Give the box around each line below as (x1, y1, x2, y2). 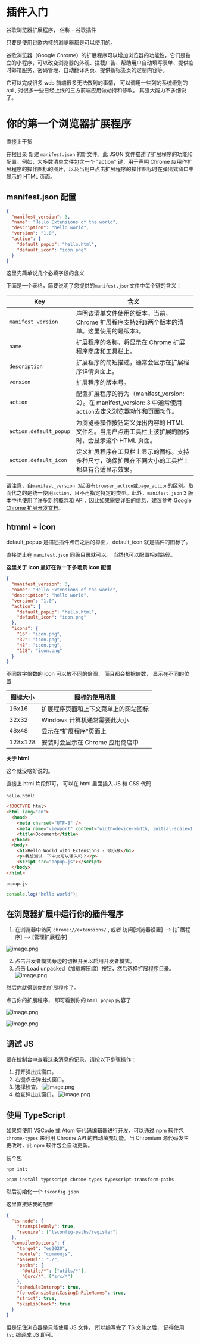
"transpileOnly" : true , (17, 1223, 76, 1230)
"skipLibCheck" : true (17, 1301, 70, 1307)
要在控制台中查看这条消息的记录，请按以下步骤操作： (6, 1056, 137, 1063)
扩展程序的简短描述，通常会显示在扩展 (76, 358, 183, 367)
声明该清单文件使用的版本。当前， (76, 309, 171, 317)
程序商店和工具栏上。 (76, 347, 136, 356)
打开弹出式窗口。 (14, 1068, 57, 1075)
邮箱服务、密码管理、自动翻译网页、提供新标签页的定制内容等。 (11, 66, 168, 73)
